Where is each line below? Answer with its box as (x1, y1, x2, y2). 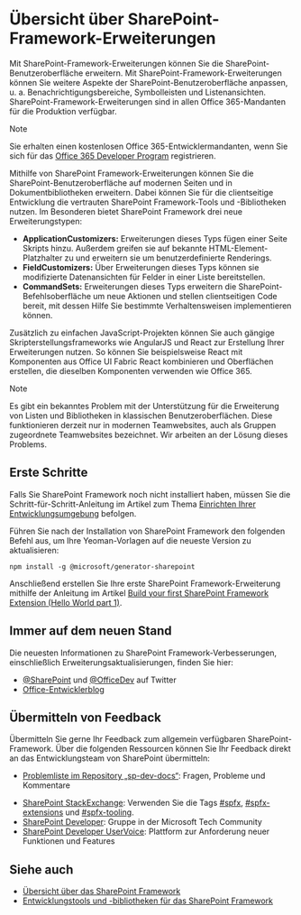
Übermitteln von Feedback (9, 709, 162, 725)
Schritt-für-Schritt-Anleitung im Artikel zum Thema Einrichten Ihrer (9, 499, 257, 509)
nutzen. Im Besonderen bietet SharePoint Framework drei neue (9, 206, 243, 216)
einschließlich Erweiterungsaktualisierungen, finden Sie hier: (9, 656, 234, 667)
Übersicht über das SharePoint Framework (22, 886, 181, 897)
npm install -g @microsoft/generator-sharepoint (9, 562, 196, 572)
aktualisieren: (9, 544, 59, 555)
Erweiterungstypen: (9, 215, 83, 226)
